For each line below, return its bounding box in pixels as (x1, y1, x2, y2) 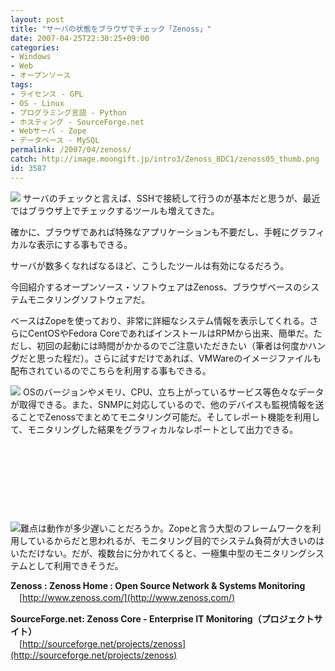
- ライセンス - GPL (10, 89, 84, 99)
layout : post (10, 14, 65, 25)
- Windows (10, 52, 52, 62)
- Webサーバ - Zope (10, 126, 87, 136)
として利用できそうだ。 (27, 559, 124, 571)
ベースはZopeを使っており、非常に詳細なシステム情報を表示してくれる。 (10, 314, 310, 326)
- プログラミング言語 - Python (10, 107, 127, 118)
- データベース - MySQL (10, 136, 100, 146)
